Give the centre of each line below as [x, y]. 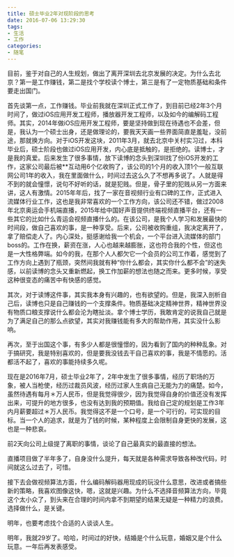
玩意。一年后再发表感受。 [44, 546]
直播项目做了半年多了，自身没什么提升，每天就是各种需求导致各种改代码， [114, 458]
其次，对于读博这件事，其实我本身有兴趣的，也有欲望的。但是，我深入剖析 [114, 294]
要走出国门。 [25, 91]
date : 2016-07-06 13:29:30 [46, 20]
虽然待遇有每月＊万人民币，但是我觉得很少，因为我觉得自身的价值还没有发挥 [117, 394]
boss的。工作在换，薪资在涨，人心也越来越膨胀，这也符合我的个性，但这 [112, 245]
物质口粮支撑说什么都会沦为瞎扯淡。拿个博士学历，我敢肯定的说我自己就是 [120, 312]
